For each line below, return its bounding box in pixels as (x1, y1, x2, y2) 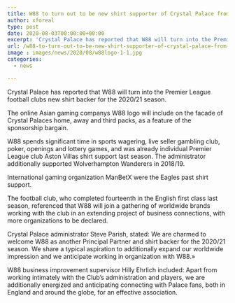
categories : (7, 56, 42, 63)
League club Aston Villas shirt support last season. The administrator (7, 152, 206, 160)
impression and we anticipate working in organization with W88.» (7, 252, 196, 260)
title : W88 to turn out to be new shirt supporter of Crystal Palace (7, 10, 215, 17)
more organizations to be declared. (7, 216, 108, 225)
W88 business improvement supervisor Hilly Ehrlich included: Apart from (7, 265, 218, 274)
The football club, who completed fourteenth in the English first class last (7, 194, 218, 202)
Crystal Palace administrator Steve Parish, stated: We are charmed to (7, 230, 206, 238)
